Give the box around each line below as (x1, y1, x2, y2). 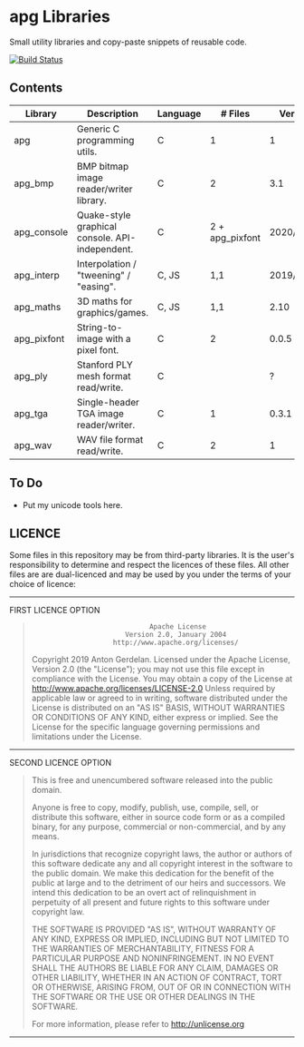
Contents (9, 80, 63, 96)
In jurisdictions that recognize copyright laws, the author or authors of (31, 848, 292, 859)
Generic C (76, 122, 120, 135)
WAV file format (76, 433, 144, 445)
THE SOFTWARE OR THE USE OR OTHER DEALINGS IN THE (31, 992, 256, 1003)
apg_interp (14, 269, 61, 281)
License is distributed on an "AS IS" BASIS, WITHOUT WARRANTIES (31, 702, 285, 713)
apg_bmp (14, 177, 54, 190)
